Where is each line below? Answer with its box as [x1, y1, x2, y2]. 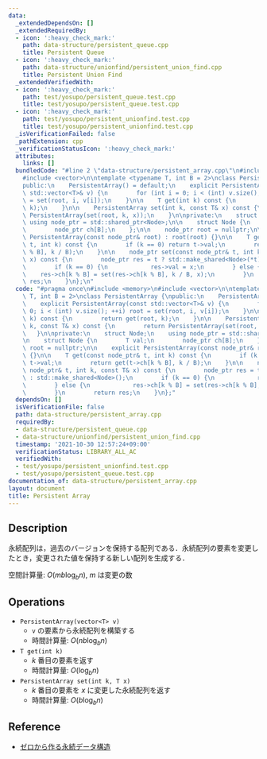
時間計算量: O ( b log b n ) [31, 695, 103, 707]
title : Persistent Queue [22, 48, 105, 56]
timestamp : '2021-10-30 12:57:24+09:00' [15, 440, 151, 448]
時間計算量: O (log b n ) [31, 665, 99, 676]
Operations [8, 595, 65, 609]
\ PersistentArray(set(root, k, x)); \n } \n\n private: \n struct [22, 211, 258, 219]
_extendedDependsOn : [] [15, 19, 94, 27]
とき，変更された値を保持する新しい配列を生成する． [14, 553, 189, 563]
